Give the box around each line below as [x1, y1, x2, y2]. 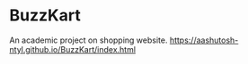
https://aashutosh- [169, 35, 239, 45]
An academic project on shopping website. [9, 35, 168, 45]
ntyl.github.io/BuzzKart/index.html [9, 44, 137, 54]
